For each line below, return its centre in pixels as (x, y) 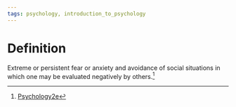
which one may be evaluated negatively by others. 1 (81, 76)
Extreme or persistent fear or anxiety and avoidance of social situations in (114, 68)
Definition (37, 48)
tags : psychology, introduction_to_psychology (77, 14)
